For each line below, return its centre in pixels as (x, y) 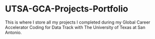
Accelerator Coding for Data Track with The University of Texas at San (75, 27)
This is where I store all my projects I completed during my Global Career (78, 22)
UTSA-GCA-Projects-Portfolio (67, 9)
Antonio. (13, 32)
